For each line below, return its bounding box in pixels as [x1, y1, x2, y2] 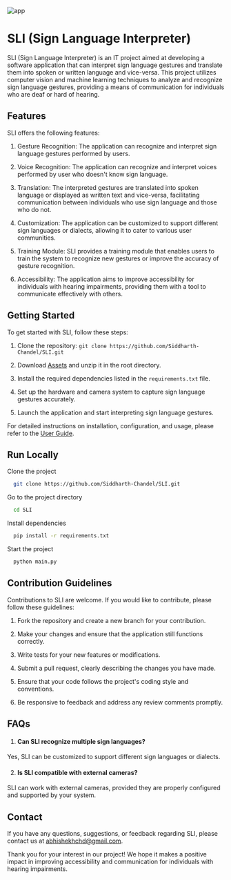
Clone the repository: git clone [17, 341, 107, 350]
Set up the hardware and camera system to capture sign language [17, 388, 205, 396]
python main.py [13, 558, 57, 565]
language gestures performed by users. [17, 149, 130, 157]
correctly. [17, 637, 45, 645]
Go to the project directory [7, 493, 83, 501]
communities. [17, 233, 57, 242]
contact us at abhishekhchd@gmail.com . [7, 836, 123, 845]
